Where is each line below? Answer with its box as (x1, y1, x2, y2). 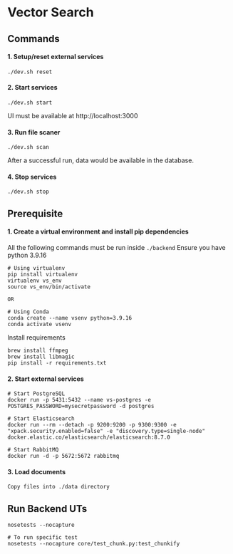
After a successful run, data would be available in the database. (7, 156, 195, 164)
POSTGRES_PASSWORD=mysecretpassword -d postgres (7, 403, 155, 410)
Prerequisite (7, 207, 63, 219)
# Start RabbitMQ (7, 446, 59, 454)
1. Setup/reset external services (7, 53, 104, 61)
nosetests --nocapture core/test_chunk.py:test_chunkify (7, 540, 180, 548)
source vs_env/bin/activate (7, 283, 91, 291)
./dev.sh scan (7, 144, 50, 151)
